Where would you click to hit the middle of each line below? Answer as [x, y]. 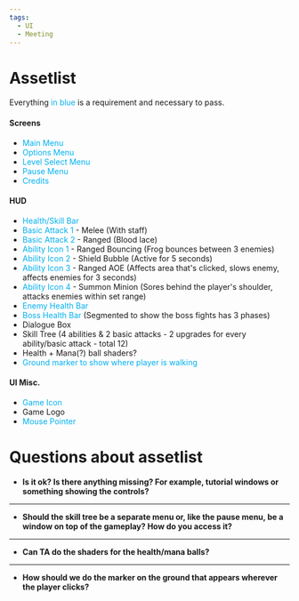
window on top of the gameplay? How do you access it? [127, 526]
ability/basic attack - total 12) [75, 343]
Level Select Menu [56, 162]
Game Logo [43, 412]
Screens [25, 123]
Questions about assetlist [106, 457]
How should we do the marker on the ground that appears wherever [150, 577]
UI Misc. [25, 382]
